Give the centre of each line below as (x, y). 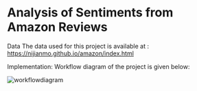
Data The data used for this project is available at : (78, 46)
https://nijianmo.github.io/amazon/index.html (70, 53)
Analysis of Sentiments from (90, 13)
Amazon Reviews (57, 27)
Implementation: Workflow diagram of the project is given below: (98, 66)
